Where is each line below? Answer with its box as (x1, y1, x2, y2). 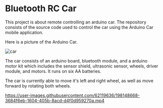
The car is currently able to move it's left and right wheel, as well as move (5, 78, 154, 84)
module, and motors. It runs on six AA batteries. (5, 68, 101, 74)
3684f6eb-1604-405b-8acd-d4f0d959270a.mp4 (5, 97, 105, 103)
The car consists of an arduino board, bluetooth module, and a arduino (5, 58, 148, 64)
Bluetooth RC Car (5, 3, 77, 14)
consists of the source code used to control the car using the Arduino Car (5, 24, 154, 30)
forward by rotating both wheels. (5, 83, 71, 88)
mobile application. (5, 29, 44, 35)
